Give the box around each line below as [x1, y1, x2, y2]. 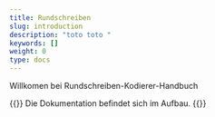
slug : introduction [9, 22, 83, 31]
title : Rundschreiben [9, 13, 92, 23]
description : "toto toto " [9, 30, 112, 39]
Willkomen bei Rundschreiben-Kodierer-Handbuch [9, 81, 199, 91]
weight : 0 [9, 47, 47, 56]
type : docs [9, 55, 51, 64]
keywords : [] [9, 38, 59, 48]
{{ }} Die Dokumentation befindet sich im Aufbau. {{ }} [9, 98, 207, 109]
